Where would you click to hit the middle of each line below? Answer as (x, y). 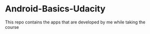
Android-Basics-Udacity (55, 9)
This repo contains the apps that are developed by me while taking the (75, 22)
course (12, 27)
